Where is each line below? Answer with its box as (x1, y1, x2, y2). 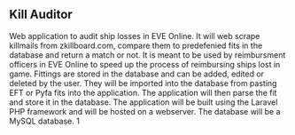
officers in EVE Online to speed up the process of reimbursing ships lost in (9, 59, 281, 69)
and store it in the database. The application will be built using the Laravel (9, 97, 278, 107)
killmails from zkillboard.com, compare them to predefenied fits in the (9, 40, 263, 51)
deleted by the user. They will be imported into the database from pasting (9, 77, 277, 88)
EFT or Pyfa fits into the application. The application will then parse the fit (9, 87, 277, 98)
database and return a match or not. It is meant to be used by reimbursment (9, 49, 286, 60)
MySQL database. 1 (9, 115, 80, 126)
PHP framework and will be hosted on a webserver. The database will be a (9, 106, 281, 116)
